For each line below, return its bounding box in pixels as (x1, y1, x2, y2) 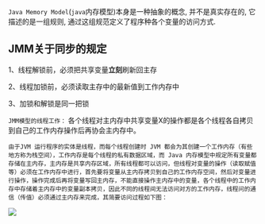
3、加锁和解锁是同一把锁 (8, 98, 90, 108)
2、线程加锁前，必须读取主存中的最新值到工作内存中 (8, 82, 180, 91)
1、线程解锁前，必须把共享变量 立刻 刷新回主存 (8, 64, 157, 74)
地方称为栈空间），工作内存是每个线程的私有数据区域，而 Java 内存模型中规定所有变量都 (8, 151, 257, 159)
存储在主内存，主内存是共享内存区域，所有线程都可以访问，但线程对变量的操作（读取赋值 (8, 160, 256, 168)
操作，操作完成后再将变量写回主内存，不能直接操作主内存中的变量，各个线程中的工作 (13, 176, 251, 184)
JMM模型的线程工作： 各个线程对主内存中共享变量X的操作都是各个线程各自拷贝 (8, 115, 254, 125)
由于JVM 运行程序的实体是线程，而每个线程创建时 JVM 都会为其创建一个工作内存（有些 (8, 142, 253, 151)
